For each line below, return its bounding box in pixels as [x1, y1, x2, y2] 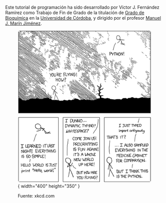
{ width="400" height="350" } [18, 183, 80, 189]
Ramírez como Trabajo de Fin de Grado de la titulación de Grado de [5, 10, 144, 16]
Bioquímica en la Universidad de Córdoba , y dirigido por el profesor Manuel [5, 15, 161, 21]
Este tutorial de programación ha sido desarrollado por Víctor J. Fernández [5, 5, 159, 10]
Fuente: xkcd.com [18, 192, 55, 198]
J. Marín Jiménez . [5, 20, 42, 26]
